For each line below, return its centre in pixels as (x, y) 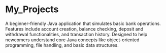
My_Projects (32, 9)
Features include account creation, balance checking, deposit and (74, 29)
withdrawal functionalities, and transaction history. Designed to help (76, 34)
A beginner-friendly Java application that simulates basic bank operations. (83, 23)
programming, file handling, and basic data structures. (62, 45)
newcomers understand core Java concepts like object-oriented (72, 40)
